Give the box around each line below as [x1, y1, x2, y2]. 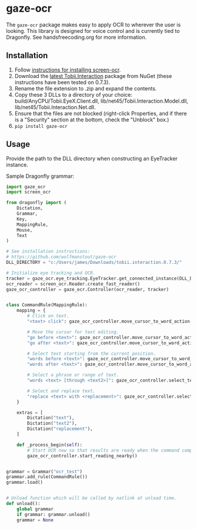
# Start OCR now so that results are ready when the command [27, 447, 180, 453]
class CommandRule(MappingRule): [6, 302, 88, 308]
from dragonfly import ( [6, 200, 67, 206]
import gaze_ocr [6, 184, 46, 189]
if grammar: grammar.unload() [16, 511, 91, 517]
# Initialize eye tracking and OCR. [6, 270, 96, 276]
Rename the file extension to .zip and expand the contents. [14, 84, 157, 92]
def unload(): [6, 501, 41, 507]
